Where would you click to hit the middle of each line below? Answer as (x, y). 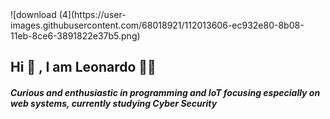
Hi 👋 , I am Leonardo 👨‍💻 (83, 67)
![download (33, 14)
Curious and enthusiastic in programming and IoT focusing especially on (165, 92)
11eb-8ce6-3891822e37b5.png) (75, 36)
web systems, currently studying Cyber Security (114, 103)
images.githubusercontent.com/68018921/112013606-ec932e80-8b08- (157, 25)
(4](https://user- (92, 14)
